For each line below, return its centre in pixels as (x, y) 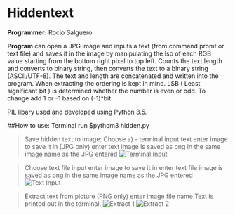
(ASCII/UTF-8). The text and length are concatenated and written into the (113, 76)
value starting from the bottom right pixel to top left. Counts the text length (115, 60)
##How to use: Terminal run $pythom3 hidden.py (78, 125)
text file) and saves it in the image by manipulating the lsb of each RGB (109, 53)
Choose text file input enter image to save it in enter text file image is (123, 167)
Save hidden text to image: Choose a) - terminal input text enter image (126, 139)
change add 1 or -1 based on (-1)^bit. (60, 98)
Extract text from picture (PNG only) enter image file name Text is (119, 196)
